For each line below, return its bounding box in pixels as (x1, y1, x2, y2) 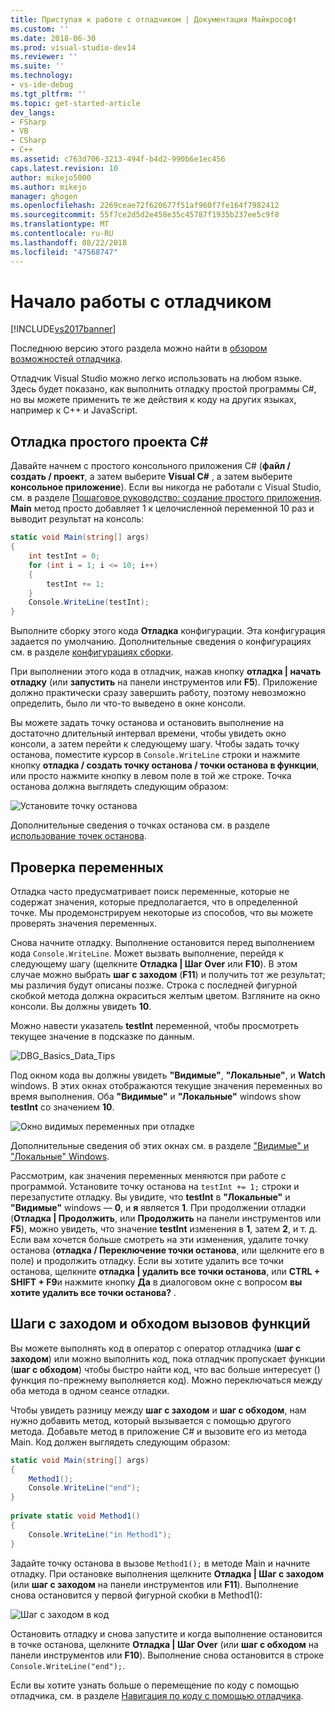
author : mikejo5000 (10, 172, 92, 183)
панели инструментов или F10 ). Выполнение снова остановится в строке (10, 1649, 325, 1661)
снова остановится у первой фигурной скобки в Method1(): (10, 1589, 263, 1601)
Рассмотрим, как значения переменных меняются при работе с (10, 1169, 287, 1181)
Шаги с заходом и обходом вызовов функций (10, 1316, 311, 1333)
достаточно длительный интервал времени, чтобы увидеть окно (10, 727, 287, 740)
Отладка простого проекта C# (10, 433, 209, 450)
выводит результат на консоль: (10, 513, 145, 525)
